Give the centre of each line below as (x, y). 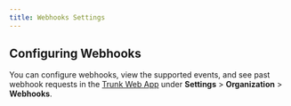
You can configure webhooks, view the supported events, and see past (140, 75)
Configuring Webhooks (75, 54)
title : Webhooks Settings (57, 17)
